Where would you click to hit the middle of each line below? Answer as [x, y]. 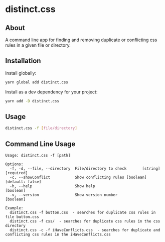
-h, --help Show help [52, 186]
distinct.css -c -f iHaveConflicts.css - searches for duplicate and [85, 230]
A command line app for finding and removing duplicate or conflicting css [81, 40]
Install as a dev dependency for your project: [51, 92]
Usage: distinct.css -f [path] [38, 156]
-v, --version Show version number [64, 195]
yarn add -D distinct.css [32, 101]
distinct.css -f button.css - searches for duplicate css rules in [83, 213]
